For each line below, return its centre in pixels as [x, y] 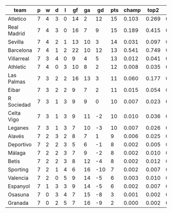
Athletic [17, 67]
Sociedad [19, 105]
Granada [18, 203]
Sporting [18, 170]
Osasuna [19, 195]
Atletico [17, 19]
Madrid [17, 34]
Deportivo [20, 144]
